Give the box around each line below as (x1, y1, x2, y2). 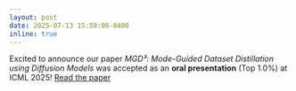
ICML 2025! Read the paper (9, 72, 111, 83)
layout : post (9, 12, 58, 22)
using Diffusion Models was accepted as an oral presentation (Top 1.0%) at (9, 63, 288, 73)
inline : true (9, 29, 58, 38)
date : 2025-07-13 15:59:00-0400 (9, 21, 129, 30)
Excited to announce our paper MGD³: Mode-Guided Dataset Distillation (9, 54, 275, 64)
